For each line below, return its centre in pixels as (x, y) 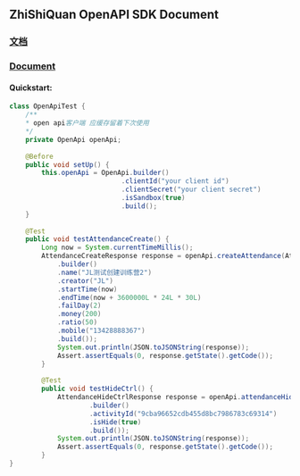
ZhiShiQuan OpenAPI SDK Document (114, 15)
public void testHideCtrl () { (97, 389)
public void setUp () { (67, 164)
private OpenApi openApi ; (74, 139)
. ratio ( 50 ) (77, 322)
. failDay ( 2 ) (79, 306)
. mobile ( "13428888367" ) (101, 331)
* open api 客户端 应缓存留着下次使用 (87, 123)
